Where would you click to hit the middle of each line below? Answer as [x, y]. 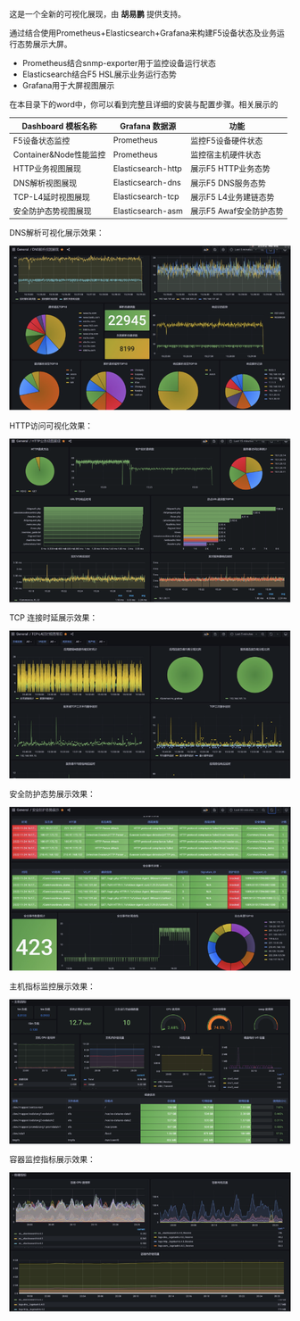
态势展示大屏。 [44, 44]
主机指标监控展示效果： [52, 986]
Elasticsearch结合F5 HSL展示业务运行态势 [99, 74]
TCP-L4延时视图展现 [52, 196]
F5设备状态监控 [42, 140]
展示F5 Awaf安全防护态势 [237, 211]
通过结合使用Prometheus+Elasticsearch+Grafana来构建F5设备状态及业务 [143, 33]
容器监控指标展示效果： [52, 1159]
